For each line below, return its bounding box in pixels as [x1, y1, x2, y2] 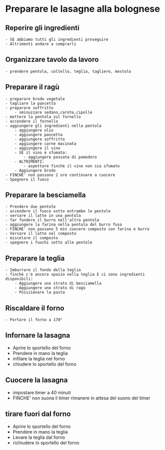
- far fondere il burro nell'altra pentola [5, 218, 100, 223]
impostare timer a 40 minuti [12, 389, 71, 395]
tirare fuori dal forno [5, 410, 71, 418]
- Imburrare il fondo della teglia [5, 267, 81, 273]
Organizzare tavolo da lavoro [5, 55, 99, 64]
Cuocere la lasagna [5, 376, 68, 385]
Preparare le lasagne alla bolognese [5, 3, 160, 15]
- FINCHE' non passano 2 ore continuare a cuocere [5, 172, 115, 177]
